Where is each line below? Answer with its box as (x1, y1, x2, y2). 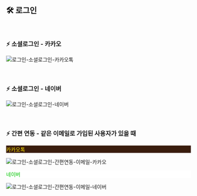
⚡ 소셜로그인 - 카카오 (6, 40, 62, 48)
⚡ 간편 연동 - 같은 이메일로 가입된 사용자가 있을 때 (6, 130, 137, 138)
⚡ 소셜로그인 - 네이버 (6, 85, 62, 93)
